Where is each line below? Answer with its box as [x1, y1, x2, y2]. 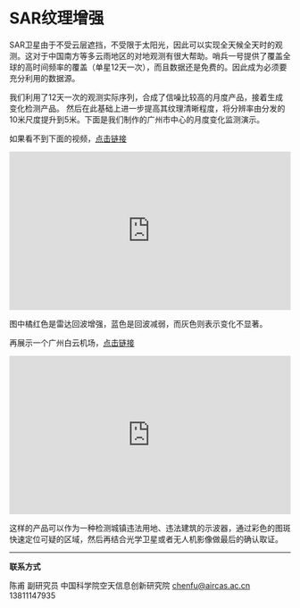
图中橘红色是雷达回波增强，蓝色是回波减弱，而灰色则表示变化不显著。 [9, 318, 268, 329]
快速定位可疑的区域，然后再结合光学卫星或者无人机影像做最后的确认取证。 [9, 533, 283, 545]
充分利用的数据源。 [9, 72, 80, 83]
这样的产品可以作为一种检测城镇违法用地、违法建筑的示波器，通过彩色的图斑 [9, 522, 291, 533]
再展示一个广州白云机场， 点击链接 [9, 337, 135, 348]
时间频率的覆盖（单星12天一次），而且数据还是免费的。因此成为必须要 [32, 62, 287, 72]
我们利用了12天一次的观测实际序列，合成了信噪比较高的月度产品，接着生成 [9, 91, 284, 103]
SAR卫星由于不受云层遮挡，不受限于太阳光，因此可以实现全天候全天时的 [9, 39, 275, 50]
